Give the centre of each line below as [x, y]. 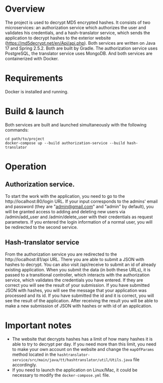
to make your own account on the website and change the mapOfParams [83, 349]
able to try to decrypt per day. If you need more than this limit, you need [84, 344]
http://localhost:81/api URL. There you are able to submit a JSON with [75, 259]
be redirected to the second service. [42, 227]
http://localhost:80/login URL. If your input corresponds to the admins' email [81, 201]
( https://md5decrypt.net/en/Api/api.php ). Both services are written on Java [80, 43]
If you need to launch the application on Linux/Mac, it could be [75, 370]
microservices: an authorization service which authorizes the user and [75, 27]
